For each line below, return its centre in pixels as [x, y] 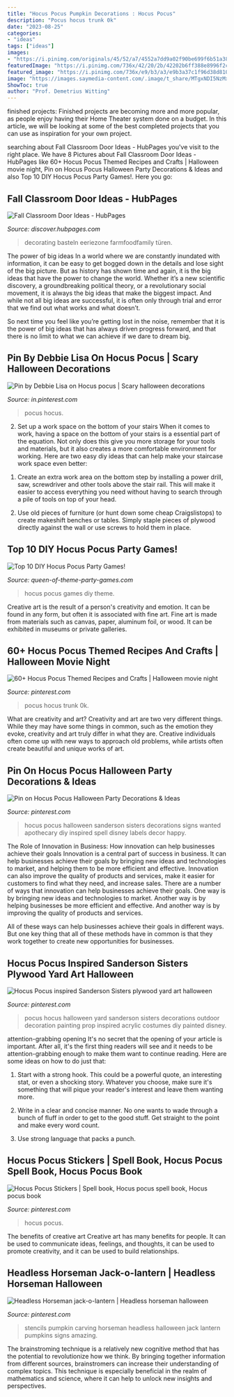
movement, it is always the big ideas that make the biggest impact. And [109, 293]
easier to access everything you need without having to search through [120, 492]
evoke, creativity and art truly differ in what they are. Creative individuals [111, 734]
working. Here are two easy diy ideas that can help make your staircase [120, 456]
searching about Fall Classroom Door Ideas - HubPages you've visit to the [113, 147]
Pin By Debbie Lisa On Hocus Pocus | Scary [103, 358]
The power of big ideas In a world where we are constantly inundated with [114, 256]
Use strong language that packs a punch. [76, 1139]
